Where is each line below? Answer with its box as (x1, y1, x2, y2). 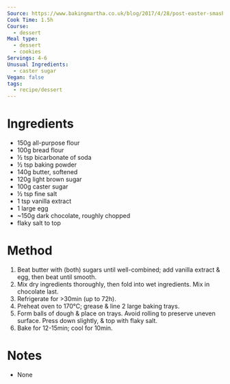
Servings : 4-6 (7, 55, 48, 62)
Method (7, 243, 53, 259)
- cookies (13, 49, 41, 56)
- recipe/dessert (13, 86, 63, 93)
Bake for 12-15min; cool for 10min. (16, 324, 113, 332)
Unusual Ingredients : (7, 61, 69, 68)
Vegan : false (7, 73, 44, 81)
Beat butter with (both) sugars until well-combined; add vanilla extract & (16, 265, 220, 274)
